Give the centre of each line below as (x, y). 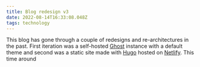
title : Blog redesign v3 (37, 12)
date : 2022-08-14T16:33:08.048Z (47, 17)
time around (21, 59)
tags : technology (28, 23)
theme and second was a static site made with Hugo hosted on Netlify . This (100, 53)
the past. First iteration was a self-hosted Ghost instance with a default (95, 46)
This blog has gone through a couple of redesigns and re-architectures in (98, 40)
